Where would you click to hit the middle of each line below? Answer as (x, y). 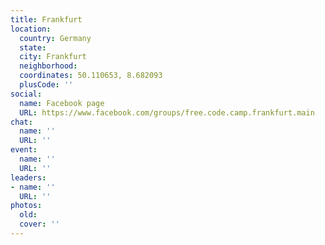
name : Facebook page (62, 103)
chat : (21, 122)
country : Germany (55, 38)
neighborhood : (48, 66)
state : (33, 47)
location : (31, 29)
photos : (26, 206)
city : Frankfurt (53, 57)
